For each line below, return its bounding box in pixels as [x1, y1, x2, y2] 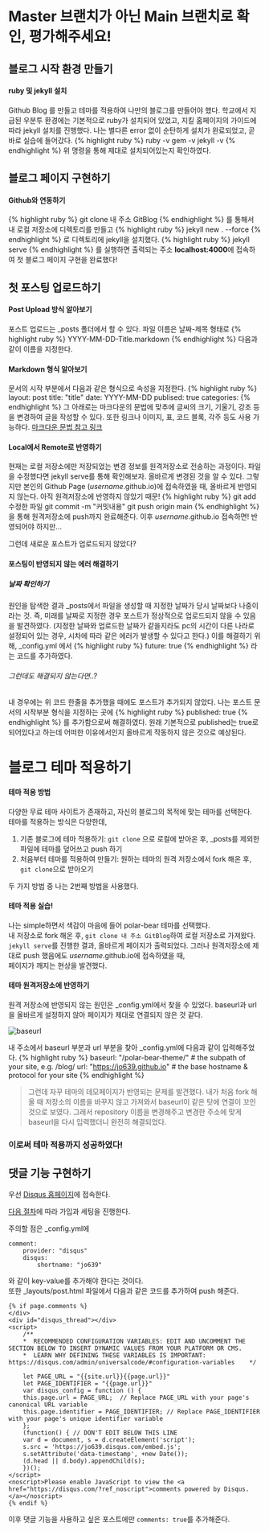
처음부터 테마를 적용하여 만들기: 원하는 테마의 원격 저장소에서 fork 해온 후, [19, 854, 251, 863]
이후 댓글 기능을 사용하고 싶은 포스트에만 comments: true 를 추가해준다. [8, 1514, 230, 1524]
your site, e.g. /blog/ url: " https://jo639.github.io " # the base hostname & [8, 1061, 248, 1071]
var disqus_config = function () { [22, 1386, 142, 1394]
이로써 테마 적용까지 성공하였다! [8, 1139, 123, 1150]
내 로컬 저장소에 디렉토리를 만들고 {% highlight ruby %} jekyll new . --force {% [8, 224, 261, 234]
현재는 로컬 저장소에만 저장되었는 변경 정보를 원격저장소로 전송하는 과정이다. [8, 462, 247, 471]
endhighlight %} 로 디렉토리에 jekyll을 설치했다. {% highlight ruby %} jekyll [8, 235, 251, 245]
